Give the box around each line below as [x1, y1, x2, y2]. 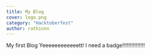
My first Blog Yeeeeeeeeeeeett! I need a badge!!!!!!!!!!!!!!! [6, 42, 146, 49]
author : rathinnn [6, 25, 50, 32]
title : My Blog [6, 8, 44, 15]
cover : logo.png [6, 14, 47, 20]
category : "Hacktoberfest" [6, 20, 74, 26]
